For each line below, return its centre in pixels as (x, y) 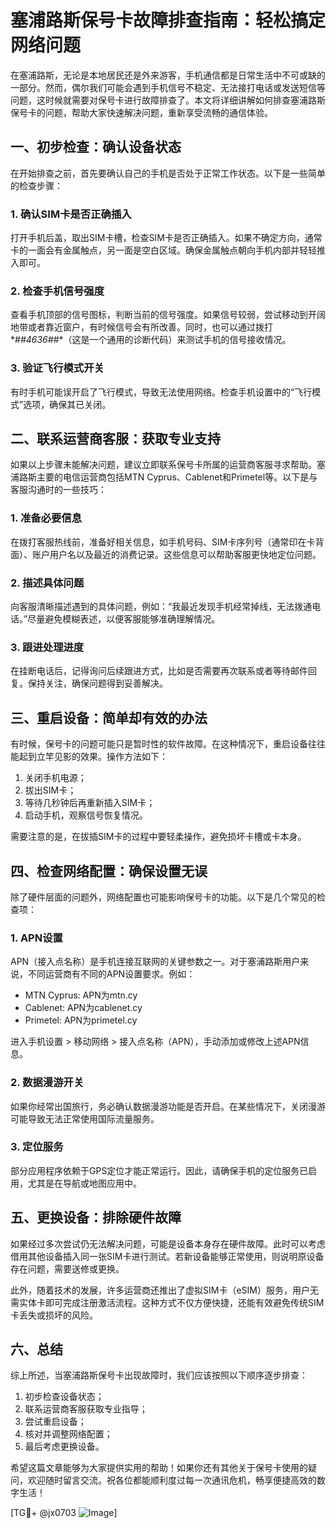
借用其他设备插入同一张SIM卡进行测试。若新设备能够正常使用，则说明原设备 (167, 1256)
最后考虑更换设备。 (64, 1447)
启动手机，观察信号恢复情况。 (86, 815)
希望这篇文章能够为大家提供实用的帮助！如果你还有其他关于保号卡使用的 (159, 1468)
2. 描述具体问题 (47, 583)
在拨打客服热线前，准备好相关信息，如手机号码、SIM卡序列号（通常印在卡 (163, 542)
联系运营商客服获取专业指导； (86, 1409)
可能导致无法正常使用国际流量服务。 (85, 1118)
